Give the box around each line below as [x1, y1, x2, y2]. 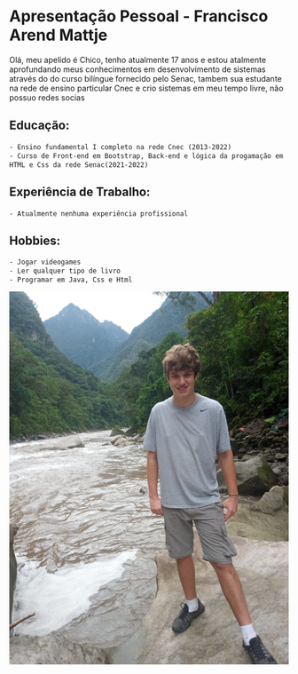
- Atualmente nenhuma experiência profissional [9, 209, 189, 218]
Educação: [9, 118, 70, 133]
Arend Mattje [9, 25, 108, 45]
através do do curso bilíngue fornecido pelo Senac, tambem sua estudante [9, 73, 282, 83]
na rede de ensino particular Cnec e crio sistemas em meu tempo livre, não [9, 83, 284, 93]
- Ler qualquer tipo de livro [9, 266, 122, 276]
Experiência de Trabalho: [9, 185, 151, 200]
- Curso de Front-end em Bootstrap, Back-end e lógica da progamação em [9, 151, 284, 161]
